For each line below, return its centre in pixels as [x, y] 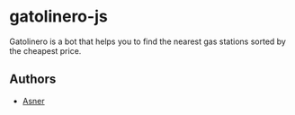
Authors [33, 80]
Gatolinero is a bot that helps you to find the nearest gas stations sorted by [147, 41]
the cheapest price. [45, 50]
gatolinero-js [58, 17]
